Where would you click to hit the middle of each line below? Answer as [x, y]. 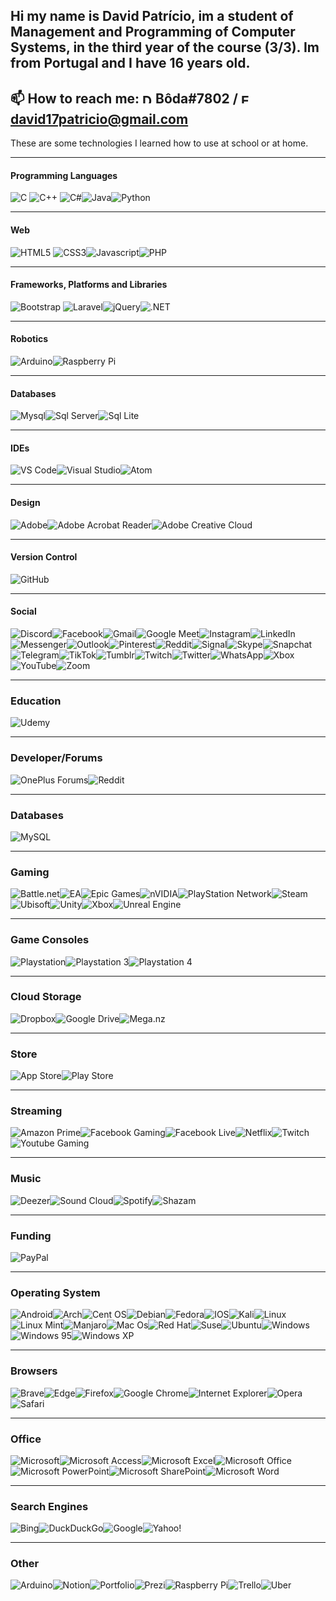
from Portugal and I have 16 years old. [130, 63]
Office [26, 1439]
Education [36, 701]
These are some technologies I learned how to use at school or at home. [159, 143]
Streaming [36, 1111]
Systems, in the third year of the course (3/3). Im [165, 47]
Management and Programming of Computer [153, 32]
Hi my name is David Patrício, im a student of [152, 16]
